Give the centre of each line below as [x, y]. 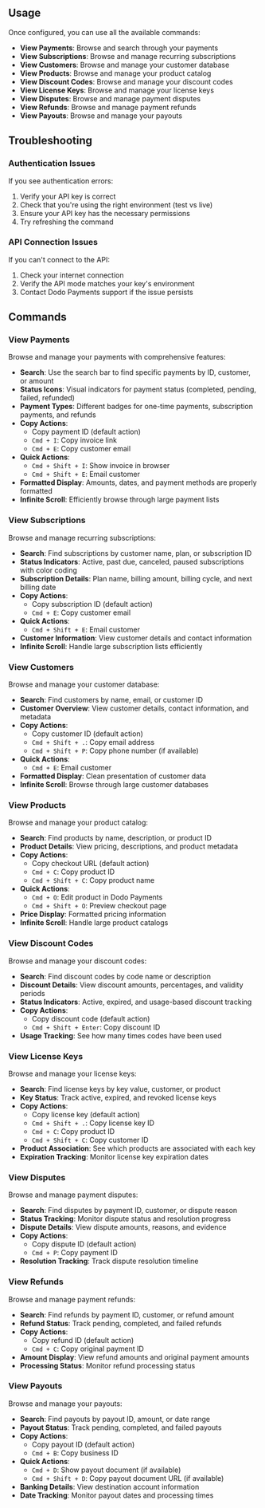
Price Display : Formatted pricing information [93, 914]
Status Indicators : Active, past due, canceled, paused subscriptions [132, 561]
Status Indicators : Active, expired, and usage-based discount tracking [136, 1002]
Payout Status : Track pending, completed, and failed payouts [121, 1427]
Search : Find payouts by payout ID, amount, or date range [115, 1419]
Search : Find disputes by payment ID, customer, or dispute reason [129, 1211]
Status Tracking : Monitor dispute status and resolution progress [125, 1219]
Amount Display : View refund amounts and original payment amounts [134, 1357]
